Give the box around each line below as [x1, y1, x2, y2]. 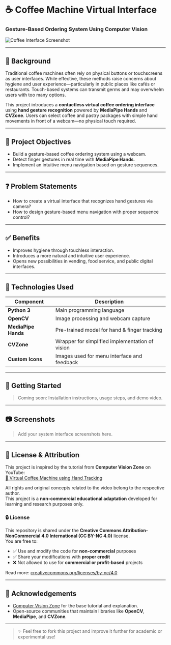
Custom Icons [8, 356, 42, 363]
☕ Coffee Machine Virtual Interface [5, 4, 157, 16]
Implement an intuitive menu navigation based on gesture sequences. [12, 162, 159, 168]
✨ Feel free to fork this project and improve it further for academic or [17, 628, 162, 634]
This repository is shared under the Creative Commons [5, 527, 122, 534]
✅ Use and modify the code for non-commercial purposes [12, 548, 136, 554]
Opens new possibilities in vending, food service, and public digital [12, 258, 153, 264]
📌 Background [5, 56, 51, 65]
